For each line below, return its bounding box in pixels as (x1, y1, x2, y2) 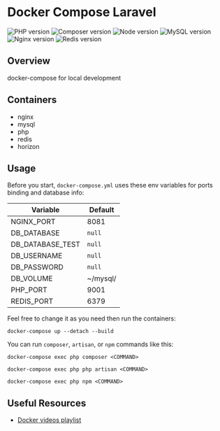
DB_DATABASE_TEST (10, 239, 80, 249)
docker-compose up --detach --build (7, 328, 114, 335)
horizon (17, 142, 40, 150)
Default (89, 205, 115, 215)
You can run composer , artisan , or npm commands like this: (7, 340, 174, 348)
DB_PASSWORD (10, 262, 64, 272)
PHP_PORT (10, 285, 47, 295)
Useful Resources (7, 397, 87, 409)
